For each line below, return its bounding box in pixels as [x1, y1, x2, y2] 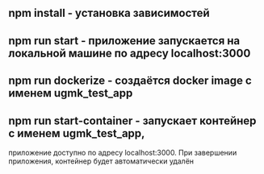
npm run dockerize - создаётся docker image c [8, 74, 252, 88]
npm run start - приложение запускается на [8, 34, 241, 48]
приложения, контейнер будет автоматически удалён [8, 156, 195, 166]
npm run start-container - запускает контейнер [8, 114, 257, 127]
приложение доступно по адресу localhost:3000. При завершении [8, 147, 237, 157]
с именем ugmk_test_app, [8, 126, 145, 140]
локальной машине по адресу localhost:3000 [8, 46, 251, 60]
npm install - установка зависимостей [8, 6, 210, 20]
